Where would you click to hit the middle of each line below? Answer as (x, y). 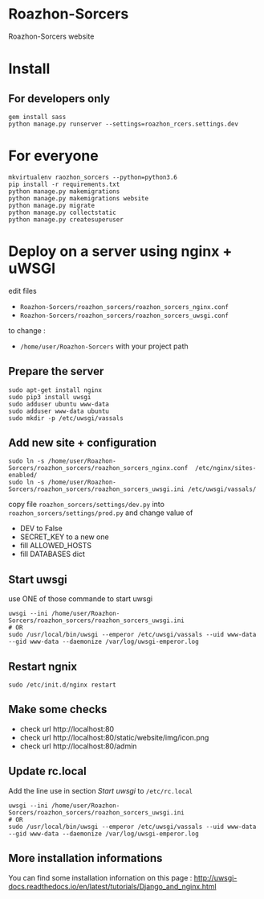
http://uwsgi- (215, 877)
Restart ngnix (43, 666)
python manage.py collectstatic (62, 212)
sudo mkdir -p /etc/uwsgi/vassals (66, 418)
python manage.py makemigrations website (79, 198)
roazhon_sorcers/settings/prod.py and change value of (101, 513)
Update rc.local (47, 771)
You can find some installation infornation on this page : (100, 877)
